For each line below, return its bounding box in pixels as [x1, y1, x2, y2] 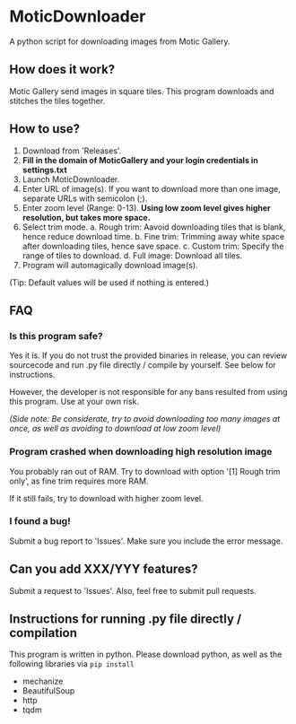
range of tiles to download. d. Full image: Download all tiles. [22, 249, 243, 261]
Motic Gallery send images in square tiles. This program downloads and [9, 85, 274, 96]
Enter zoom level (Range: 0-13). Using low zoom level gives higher [22, 202, 271, 213]
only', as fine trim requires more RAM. [9, 475, 149, 486]
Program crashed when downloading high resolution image [9, 446, 273, 458]
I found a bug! [9, 515, 71, 528]
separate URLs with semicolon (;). [22, 193, 148, 204]
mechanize [22, 676, 64, 687]
